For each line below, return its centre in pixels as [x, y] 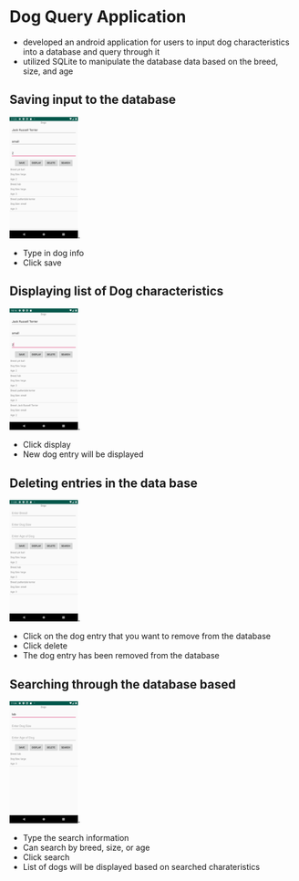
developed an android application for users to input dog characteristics [156, 42]
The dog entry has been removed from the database [121, 656]
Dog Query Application [98, 17]
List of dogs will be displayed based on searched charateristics [141, 866]
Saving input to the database [93, 100]
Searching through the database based [123, 684]
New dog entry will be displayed [83, 454]
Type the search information [76, 837]
